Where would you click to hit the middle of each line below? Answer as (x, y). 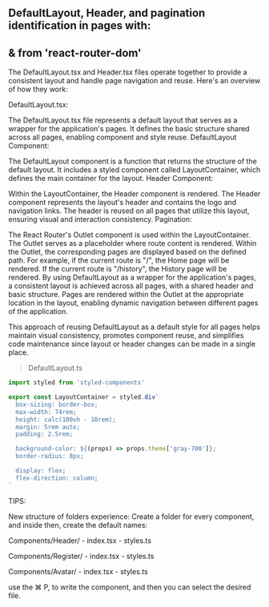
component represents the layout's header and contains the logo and (122, 203)
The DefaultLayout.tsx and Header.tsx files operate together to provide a (128, 72)
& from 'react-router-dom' (75, 52)
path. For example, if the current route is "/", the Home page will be (119, 260)
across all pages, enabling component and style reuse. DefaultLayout (122, 137)
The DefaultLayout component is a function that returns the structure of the (133, 161)
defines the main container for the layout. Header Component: (111, 179)
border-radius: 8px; (50, 456)
